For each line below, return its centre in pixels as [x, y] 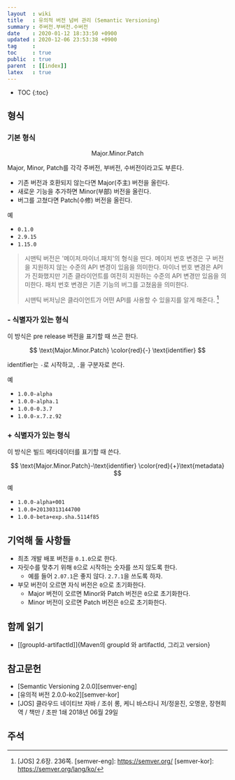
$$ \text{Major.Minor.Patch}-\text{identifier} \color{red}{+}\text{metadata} [117, 466]
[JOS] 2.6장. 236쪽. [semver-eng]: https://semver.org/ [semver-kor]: [115, 761]
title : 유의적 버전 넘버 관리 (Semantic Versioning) [84, 20]
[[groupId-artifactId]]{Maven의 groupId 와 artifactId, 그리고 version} [114, 645]
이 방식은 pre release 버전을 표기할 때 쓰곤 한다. [73, 336]
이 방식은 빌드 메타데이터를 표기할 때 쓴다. [64, 452]
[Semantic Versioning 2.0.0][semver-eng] [77, 686]
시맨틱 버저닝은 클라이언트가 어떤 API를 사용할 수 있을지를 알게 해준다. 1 [121, 299]
